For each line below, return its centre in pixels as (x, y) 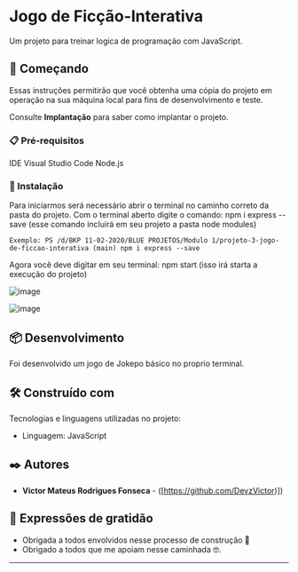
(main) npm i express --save (146, 249)
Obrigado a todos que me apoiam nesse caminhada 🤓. (122, 549)
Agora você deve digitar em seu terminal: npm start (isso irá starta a (133, 265)
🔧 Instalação (36, 186)
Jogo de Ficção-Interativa (106, 16)
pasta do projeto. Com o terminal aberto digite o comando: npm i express (143, 215)
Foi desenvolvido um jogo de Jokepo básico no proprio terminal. (127, 364)
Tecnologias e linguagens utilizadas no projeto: (95, 418)
